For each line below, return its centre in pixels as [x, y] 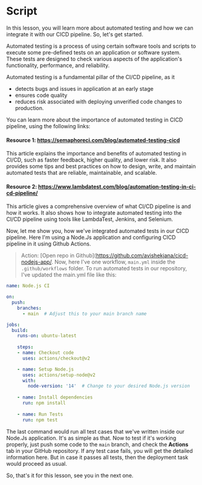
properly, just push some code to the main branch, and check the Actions [97, 444]
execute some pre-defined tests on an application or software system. [93, 52]
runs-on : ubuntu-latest [47, 336]
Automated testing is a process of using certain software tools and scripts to [101, 46]
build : [20, 330]
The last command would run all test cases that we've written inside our [96, 431]
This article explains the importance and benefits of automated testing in [96, 154]
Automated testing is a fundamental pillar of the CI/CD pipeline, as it [90, 77]
